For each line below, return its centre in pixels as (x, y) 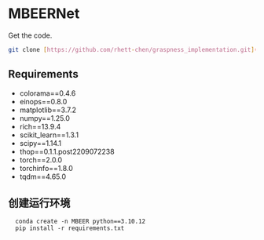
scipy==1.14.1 (40, 143)
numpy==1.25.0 (45, 118)
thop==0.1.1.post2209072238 (67, 151)
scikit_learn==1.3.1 (49, 135)
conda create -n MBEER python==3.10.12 (81, 222)
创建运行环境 (39, 204)
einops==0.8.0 (43, 101)
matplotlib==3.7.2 (48, 110)
